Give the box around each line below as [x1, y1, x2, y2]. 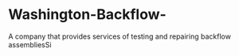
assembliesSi [8, 39, 52, 49]
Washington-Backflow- [8, 6, 167, 24]
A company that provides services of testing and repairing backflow [8, 32, 231, 41]
